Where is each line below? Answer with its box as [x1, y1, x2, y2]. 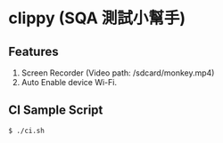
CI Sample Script [8, 103, 103, 118]
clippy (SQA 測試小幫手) [8, 8, 186, 28]
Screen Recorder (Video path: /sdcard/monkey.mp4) [21, 68, 215, 78]
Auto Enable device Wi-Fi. [21, 77, 118, 87]
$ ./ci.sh [8, 126, 45, 135]
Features [8, 44, 59, 59]
